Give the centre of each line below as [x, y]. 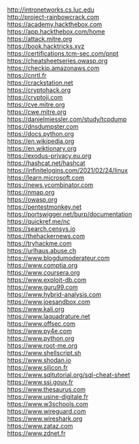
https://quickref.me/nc [39, 221]
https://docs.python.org [40, 134]
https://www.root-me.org [42, 345]
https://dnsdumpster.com [43, 126]
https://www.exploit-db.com [47, 280]
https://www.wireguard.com [47, 411]
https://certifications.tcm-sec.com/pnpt [63, 53]
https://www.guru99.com [43, 287]
